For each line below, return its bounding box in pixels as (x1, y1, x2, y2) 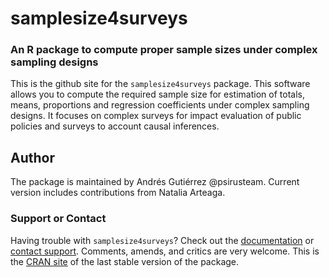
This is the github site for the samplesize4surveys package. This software (10, 78, 311, 90)
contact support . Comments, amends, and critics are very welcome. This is (10, 245, 320, 257)
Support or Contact (10, 212, 107, 226)
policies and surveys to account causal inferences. (10, 120, 220, 132)
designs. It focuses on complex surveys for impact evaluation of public (10, 110, 302, 122)
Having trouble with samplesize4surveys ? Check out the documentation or (10, 234, 315, 246)
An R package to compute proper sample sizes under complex (10, 43, 318, 57)
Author (10, 149, 55, 166)
